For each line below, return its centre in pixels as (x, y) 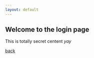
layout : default (22, 10)
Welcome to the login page (47, 30)
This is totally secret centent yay (38, 41)
